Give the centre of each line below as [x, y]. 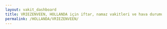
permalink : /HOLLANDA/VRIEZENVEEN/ [42, 19]
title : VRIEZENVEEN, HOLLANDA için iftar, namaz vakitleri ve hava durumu [84, 14]
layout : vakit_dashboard [31, 10]
